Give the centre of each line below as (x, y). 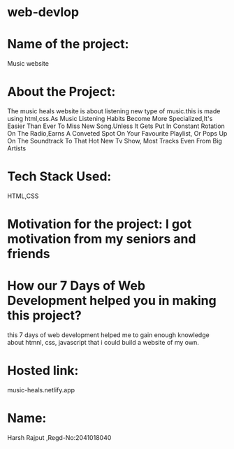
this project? (44, 316)
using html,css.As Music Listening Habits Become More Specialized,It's (110, 119)
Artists (17, 148)
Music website (28, 64)
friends (29, 254)
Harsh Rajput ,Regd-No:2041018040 (59, 437)
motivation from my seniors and (102, 239)
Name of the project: (68, 44)
